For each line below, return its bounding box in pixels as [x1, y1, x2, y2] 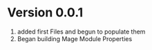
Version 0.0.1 [7, 5, 84, 21]
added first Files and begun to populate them [17, 27, 146, 36]
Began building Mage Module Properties [17, 34, 133, 42]
